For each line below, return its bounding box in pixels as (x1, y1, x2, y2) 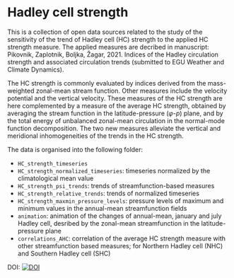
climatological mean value (17, 174, 94, 183)
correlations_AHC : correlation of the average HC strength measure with (17, 234, 226, 243)
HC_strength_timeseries (17, 160, 88, 167)
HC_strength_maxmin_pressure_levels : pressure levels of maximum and (17, 196, 224, 205)
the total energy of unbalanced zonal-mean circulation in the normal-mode (7, 116, 225, 124)
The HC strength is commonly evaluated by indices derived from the (7, 79, 206, 87)
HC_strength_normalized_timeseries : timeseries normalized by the (17, 166, 211, 175)
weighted (7, 86, 35, 95)
